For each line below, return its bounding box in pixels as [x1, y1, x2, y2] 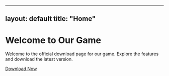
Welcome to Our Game [5, 34, 102, 46]
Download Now [5, 66, 37, 72]
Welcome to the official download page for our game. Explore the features [5, 51, 159, 57]
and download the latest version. [5, 56, 73, 62]
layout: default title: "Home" [5, 14, 96, 23]
